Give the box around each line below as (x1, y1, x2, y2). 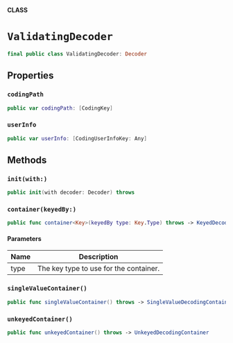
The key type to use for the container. (37, 264, 160, 274)
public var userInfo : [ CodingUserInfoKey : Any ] (7, 135, 148, 142)
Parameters (7, 234, 42, 242)
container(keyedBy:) (7, 206, 77, 214)
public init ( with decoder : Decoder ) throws (7, 189, 135, 196)
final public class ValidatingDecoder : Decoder (7, 50, 148, 58)
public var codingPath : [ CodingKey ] (7, 104, 113, 112)
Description (78, 252, 119, 262)
